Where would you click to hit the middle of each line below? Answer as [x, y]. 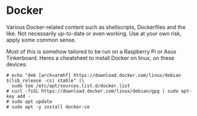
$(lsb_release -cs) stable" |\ [45, 81]
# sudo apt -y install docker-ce [48, 107]
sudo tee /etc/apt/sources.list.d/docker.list [71, 86]
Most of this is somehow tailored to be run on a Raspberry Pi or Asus [91, 51]
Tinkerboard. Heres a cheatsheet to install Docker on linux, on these [90, 58]
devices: [17, 64]
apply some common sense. [41, 40]
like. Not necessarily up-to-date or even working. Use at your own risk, [94, 33]
